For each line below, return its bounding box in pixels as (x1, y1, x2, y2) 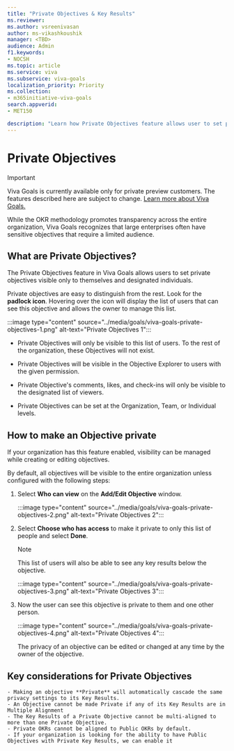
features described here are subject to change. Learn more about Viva (7, 194, 210, 202)
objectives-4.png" (17, 629, 70, 637)
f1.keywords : (7, 50, 45, 57)
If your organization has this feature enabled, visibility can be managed (7, 448, 211, 456)
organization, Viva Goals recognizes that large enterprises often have (7, 223, 206, 231)
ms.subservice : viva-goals (7, 75, 86, 82)
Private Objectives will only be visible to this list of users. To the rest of (17, 339, 221, 348)
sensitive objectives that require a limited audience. (7, 230, 155, 238)
